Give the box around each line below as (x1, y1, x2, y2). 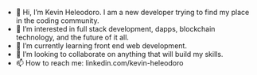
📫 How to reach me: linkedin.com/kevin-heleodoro (15, 58, 184, 67)
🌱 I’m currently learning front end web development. (15, 41, 187, 51)
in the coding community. (15, 16, 99, 25)
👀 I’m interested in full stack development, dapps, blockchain (15, 24, 216, 33)
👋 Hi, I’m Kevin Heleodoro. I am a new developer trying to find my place (15, 8, 250, 17)
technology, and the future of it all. (15, 32, 130, 42)
